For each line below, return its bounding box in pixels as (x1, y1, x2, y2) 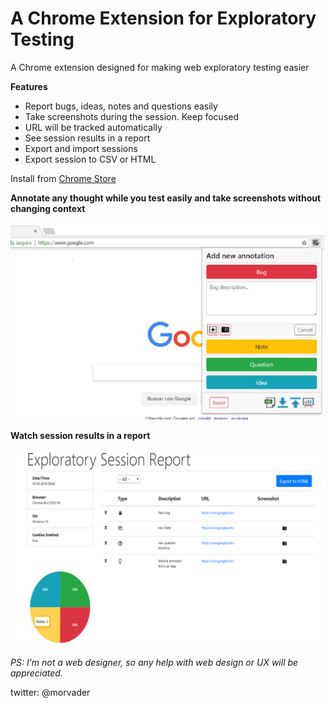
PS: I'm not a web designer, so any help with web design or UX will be (10, 656, 299, 668)
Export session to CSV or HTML (24, 153, 157, 165)
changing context (10, 202, 86, 214)
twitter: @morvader (10, 686, 91, 698)
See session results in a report (24, 132, 151, 144)
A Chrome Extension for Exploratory (10, 7, 317, 30)
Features (10, 80, 48, 92)
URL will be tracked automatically (24, 121, 163, 133)
